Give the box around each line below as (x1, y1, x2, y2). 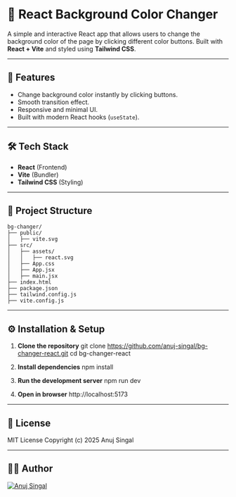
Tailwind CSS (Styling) (17, 177, 84, 186)
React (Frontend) (17, 163, 67, 171)
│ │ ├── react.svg (7, 254, 74, 261)
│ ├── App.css (7, 260, 55, 268)
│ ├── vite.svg (7, 236, 58, 243)
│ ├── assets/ (7, 248, 55, 256)
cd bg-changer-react (70, 349, 131, 358)
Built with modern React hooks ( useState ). (17, 113, 140, 121)
